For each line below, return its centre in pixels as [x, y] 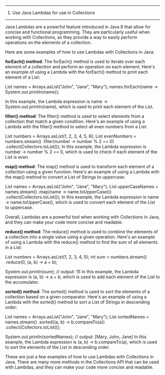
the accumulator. [22, 282]
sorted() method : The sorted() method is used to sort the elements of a [78, 291]
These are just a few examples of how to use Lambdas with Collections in [79, 357]
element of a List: [23, 77]
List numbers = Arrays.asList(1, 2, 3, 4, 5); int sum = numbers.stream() [76, 257]
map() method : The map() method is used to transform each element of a [80, 167]
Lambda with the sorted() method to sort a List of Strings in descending [77, 302]
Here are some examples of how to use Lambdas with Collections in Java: [80, 52]
